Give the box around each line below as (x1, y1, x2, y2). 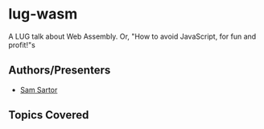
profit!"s (8, 40, 36, 49)
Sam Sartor (19, 85, 58, 94)
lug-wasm (8, 5, 78, 23)
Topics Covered (8, 108, 89, 122)
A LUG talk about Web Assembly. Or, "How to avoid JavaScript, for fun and (8, 31, 257, 41)
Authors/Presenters (8, 64, 111, 77)
